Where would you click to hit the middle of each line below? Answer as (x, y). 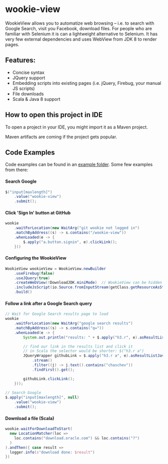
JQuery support (29, 78)
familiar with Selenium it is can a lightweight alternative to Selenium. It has (81, 34)
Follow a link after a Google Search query (49, 303)
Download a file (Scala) (30, 418)
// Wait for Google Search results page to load (57, 314)
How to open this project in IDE (54, 115)
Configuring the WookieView (36, 258)
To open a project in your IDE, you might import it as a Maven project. (77, 127)
